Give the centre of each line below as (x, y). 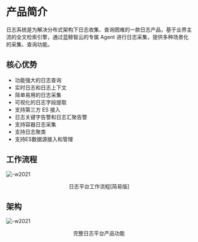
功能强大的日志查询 (38, 80)
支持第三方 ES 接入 (37, 109)
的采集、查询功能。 (29, 44)
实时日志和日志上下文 (40, 87)
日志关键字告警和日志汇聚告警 (51, 117)
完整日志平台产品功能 (99, 233)
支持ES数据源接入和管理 (44, 139)
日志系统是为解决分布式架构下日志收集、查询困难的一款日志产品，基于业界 (96, 30)
